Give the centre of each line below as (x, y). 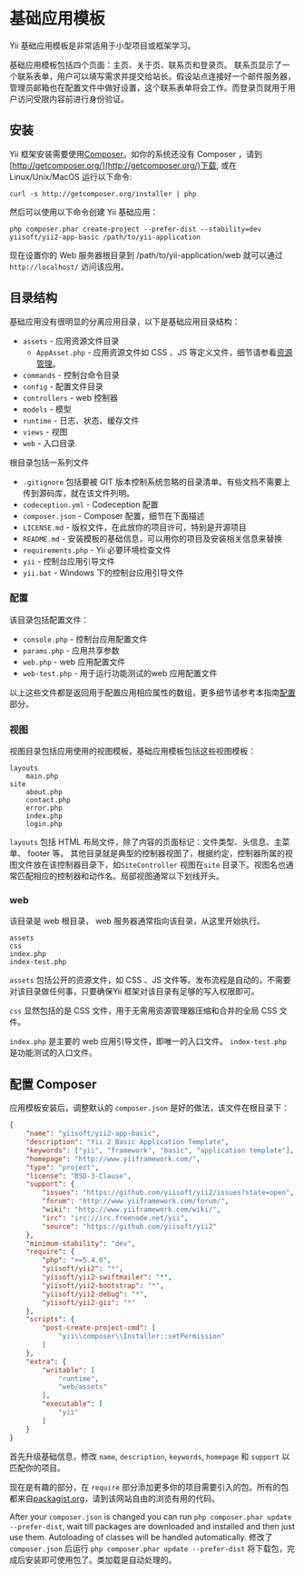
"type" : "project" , (63, 1167)
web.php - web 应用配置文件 (74, 662)
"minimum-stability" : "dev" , (81, 1243)
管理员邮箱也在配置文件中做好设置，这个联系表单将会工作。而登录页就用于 (148, 87)
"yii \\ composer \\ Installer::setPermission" (141, 1337)
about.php (44, 792)
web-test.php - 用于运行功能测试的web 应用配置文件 (120, 672)
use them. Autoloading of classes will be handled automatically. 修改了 (141, 1537)
